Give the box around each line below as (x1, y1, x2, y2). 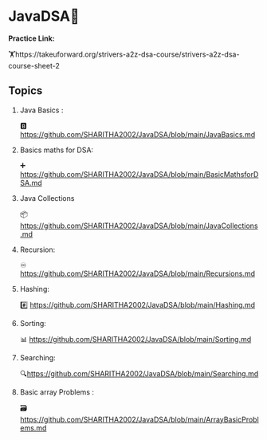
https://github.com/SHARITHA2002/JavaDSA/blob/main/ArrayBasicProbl (19, 414, 259, 424)
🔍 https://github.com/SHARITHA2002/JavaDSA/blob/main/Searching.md (19, 368, 259, 378)
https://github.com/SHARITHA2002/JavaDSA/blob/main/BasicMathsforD (19, 169, 259, 179)
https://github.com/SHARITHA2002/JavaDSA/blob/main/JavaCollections (19, 221, 258, 230)
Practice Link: (8, 33, 55, 43)
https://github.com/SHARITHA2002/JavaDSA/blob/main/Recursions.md (19, 269, 255, 278)
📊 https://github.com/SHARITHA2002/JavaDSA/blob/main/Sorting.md (19, 334, 252, 344)
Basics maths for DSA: (19, 145, 94, 155)
